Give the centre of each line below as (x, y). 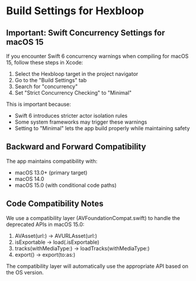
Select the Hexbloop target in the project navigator (76, 74)
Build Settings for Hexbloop (75, 11)
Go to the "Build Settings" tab (51, 80)
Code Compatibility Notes (55, 204)
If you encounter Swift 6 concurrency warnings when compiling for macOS (97, 56)
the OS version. (25, 272)
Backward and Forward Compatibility (76, 147)
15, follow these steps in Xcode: (45, 62)
